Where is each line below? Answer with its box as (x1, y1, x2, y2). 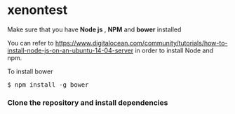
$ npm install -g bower (7, 80, 89, 89)
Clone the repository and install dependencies (7, 97, 168, 107)
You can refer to (7, 38, 54, 47)
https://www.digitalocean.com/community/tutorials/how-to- (55, 38, 228, 47)
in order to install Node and (135, 46, 214, 55)
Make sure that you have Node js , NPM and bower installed (7, 25, 182, 34)
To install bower (7, 67, 53, 76)
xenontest (7, 2, 68, 18)
